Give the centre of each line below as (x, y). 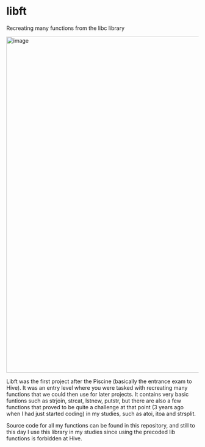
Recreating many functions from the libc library (66, 28)
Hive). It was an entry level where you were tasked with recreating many (97, 387)
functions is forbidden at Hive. (44, 438)
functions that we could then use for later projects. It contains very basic (98, 394)
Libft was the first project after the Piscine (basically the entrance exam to (99, 381)
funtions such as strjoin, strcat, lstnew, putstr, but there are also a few (94, 401)
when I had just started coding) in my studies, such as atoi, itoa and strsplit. (101, 414)
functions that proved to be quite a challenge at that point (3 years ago (95, 407)
